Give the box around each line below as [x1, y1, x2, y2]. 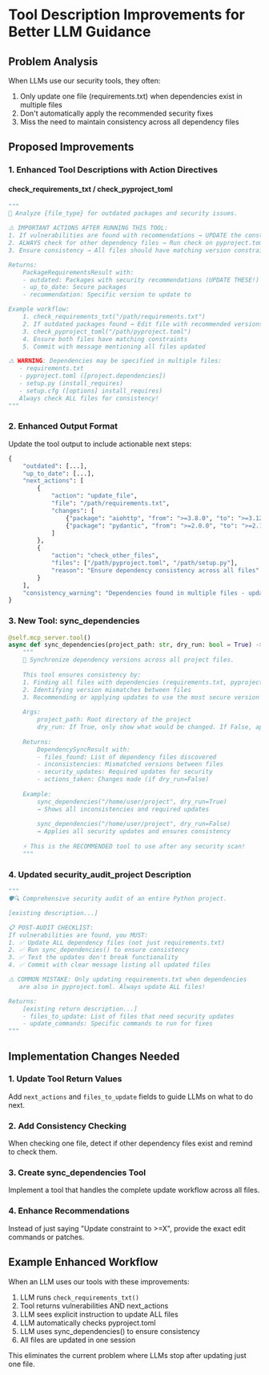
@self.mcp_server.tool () [8, 633, 91, 641]
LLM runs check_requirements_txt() [19, 1292, 140, 1302]
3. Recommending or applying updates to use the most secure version [22, 693, 260, 702]
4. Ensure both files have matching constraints [22, 335, 188, 343]
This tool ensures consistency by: [22, 670, 142, 679]
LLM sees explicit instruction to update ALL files [19, 1309, 179, 1319]
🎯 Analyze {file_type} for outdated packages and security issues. [8, 210, 239, 218]
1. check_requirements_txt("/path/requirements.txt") [22, 313, 206, 321]
